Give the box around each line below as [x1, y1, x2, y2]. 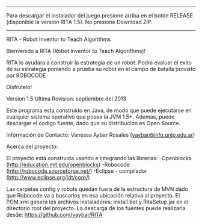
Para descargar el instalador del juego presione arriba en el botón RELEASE [6, 12, 194, 19]
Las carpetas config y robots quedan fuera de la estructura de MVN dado [6, 185, 188, 193]
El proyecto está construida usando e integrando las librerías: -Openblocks [6, 155, 192, 161]
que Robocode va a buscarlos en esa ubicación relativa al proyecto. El [6, 192, 180, 199]
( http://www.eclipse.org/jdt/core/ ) [6, 174, 90, 181]
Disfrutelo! [6, 84, 32, 90]
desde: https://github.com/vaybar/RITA [6, 211, 103, 218]
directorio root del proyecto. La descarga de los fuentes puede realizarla [6, 205, 186, 211]
